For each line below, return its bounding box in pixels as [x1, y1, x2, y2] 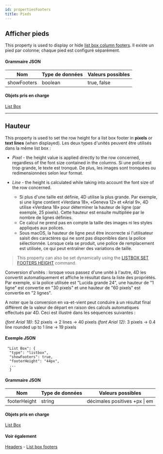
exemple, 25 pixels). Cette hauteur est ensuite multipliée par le [19, 209, 145, 215]
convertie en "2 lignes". [5, 290, 52, 296]
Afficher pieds [5, 30, 49, 38]
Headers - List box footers [5, 444, 58, 450]
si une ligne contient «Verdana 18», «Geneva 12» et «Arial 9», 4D [19, 199, 149, 205]
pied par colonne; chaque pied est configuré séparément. [5, 47, 120, 53]
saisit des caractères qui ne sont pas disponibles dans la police [19, 235, 146, 241]
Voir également [5, 433, 37, 439]
